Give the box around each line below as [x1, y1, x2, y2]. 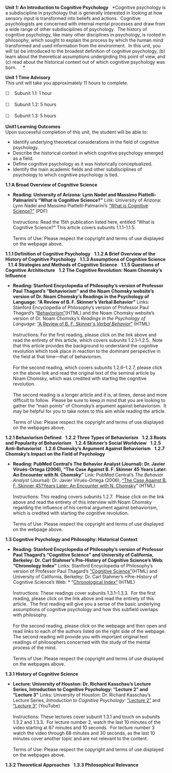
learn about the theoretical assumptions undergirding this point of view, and [5, 53, 166, 60]
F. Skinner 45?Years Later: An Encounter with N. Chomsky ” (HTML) [12, 483, 156, 489]
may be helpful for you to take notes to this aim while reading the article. [12, 408, 166, 414]
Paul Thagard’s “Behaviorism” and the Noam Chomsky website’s [12, 288, 154, 294]
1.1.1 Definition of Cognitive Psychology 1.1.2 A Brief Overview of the [5, 251, 156, 256]
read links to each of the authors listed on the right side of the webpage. [12, 628, 166, 634]
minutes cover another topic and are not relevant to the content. [12, 735, 148, 742]
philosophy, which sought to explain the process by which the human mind [5, 37, 163, 43]
